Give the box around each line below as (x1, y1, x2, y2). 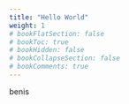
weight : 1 (9, 21, 46, 30)
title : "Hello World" (9, 12, 89, 22)
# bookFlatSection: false (9, 29, 104, 38)
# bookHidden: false (9, 46, 86, 55)
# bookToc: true (9, 37, 69, 47)
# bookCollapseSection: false (9, 54, 121, 63)
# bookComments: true (9, 63, 89, 71)
